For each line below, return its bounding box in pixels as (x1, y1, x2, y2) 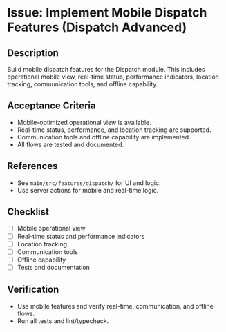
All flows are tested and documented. (17, 140, 124, 148)
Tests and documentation (17, 263, 90, 271)
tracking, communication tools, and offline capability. (7, 80, 158, 88)
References (7, 160, 58, 172)
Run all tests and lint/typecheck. (17, 316, 109, 325)
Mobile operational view (17, 224, 86, 233)
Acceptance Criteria (7, 100, 96, 112)
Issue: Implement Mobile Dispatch (7, 5, 207, 21)
